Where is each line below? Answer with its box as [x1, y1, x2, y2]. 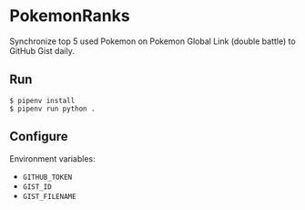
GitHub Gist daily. [9, 45, 75, 56]
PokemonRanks [9, 5, 130, 26]
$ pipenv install [9, 96, 76, 105]
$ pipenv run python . [9, 104, 96, 113]
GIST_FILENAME [22, 192, 76, 201]
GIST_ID [22, 182, 52, 192]
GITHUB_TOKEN [22, 173, 73, 182]
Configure [9, 129, 68, 144]
